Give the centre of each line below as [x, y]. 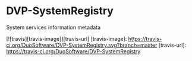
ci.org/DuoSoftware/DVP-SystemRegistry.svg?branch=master [82, 45]
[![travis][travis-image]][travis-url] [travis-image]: [67, 38]
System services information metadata [53, 27]
